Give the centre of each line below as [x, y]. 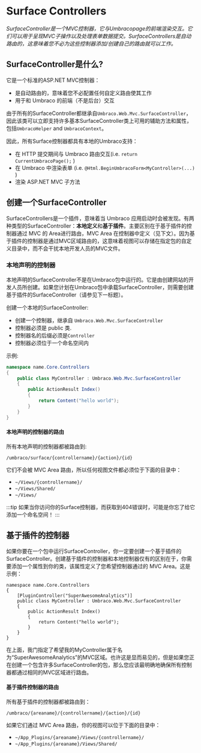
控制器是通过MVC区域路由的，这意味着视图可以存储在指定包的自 [107, 241]
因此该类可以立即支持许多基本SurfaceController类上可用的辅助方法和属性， [99, 120]
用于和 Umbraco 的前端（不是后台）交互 [65, 100]
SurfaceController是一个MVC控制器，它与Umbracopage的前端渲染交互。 [97, 28]
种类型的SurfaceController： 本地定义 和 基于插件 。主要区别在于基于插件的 [97, 226]
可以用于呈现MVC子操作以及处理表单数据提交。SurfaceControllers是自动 [101, 36]
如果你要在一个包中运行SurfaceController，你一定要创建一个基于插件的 [94, 551]
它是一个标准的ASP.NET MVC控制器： [53, 80]
